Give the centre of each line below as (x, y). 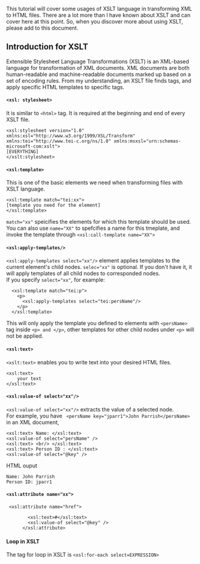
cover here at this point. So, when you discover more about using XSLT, (95, 21)
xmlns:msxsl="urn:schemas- (147, 141)
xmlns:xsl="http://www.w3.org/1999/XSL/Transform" (71, 136)
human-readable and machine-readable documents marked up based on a (98, 74)
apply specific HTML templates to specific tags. (65, 87)
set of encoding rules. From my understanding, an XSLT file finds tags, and (99, 80)
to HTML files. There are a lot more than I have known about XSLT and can (98, 15)
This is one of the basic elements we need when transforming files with (95, 183)
